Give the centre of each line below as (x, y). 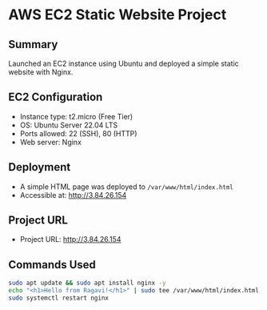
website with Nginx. (41, 72)
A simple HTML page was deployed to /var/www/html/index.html (127, 187)
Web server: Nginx (51, 142)
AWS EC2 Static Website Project (118, 15)
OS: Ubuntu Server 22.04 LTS (69, 125)
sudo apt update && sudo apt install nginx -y (87, 283)
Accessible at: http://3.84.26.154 (73, 195)
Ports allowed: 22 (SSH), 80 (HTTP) (78, 133)
